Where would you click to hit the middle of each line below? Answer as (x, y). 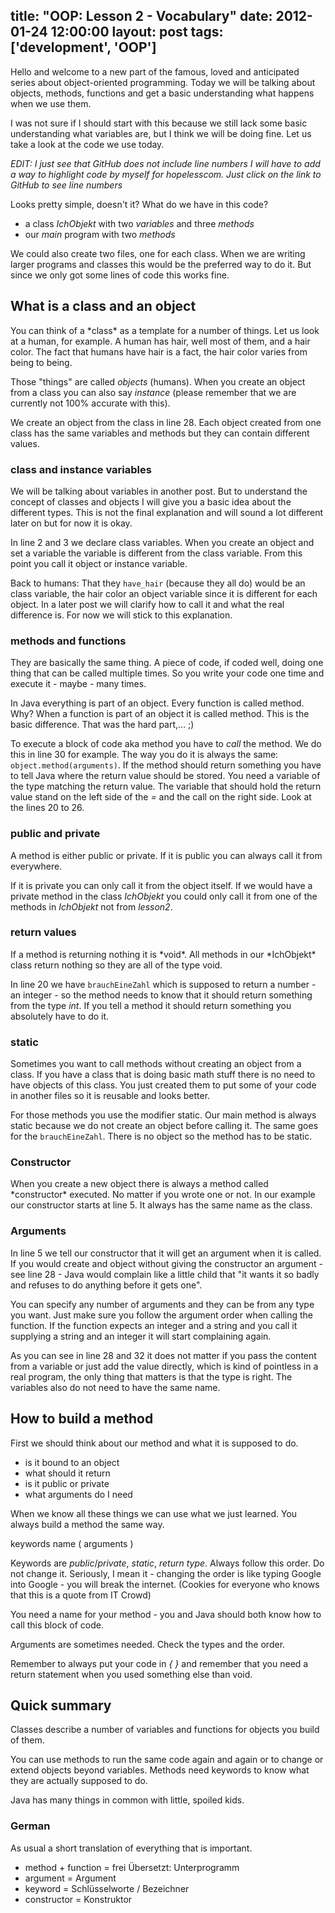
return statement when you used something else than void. (131, 1674)
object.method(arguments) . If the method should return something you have (166, 765)
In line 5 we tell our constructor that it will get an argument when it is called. (166, 1253)
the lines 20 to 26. (47, 808)
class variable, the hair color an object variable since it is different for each (164, 593)
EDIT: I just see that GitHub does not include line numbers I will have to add (165, 163)
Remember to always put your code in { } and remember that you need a (159, 1663)
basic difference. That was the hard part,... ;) (102, 725)
